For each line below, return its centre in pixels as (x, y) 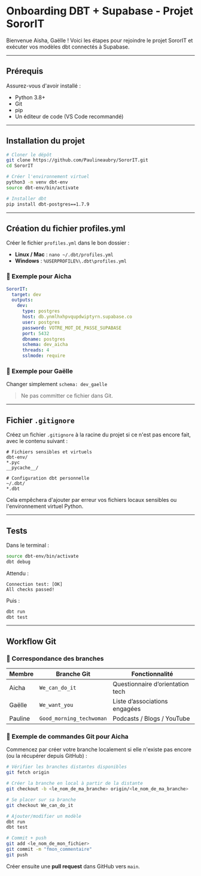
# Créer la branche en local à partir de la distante (75, 784)
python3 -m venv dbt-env (37, 182)
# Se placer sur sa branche (41, 800)
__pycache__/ (22, 468)
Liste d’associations (141, 702)
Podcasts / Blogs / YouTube (151, 719)
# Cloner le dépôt (29, 155)
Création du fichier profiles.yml (66, 228)
